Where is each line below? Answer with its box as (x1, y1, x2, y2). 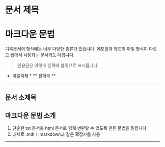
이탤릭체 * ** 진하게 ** (12, 73, 56, 79)
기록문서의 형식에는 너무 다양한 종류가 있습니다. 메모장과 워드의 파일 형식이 (5, 46, 148, 52)
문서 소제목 (5, 93, 37, 101)
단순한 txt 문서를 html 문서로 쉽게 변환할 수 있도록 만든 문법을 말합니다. (12, 125, 148, 131)
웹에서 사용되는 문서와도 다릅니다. (10, 52, 75, 58)
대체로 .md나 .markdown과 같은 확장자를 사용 (12, 131, 101, 137)
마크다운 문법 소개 (5, 111, 56, 120)
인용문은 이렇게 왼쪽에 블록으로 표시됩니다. (17, 62, 99, 69)
